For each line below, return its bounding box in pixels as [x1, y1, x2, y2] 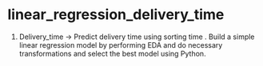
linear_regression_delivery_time [7, 6, 225, 24]
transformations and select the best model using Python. [18, 49, 206, 58]
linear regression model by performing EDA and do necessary [18, 40, 223, 49]
